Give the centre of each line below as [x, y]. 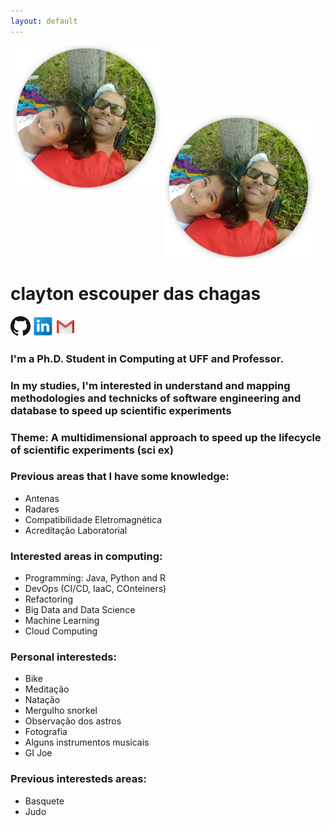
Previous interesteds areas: [78, 779]
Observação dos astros [73, 721]
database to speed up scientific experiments [121, 410]
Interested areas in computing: [86, 556]
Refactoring [49, 599]
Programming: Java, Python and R [95, 578]
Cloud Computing [61, 631]
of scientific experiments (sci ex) [92, 450]
